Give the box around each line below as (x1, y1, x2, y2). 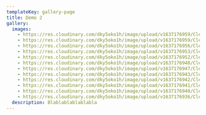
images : (12, 26, 32, 32)
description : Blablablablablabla (12, 99, 97, 105)
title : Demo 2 (6, 15, 43, 21)
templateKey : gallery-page (6, 9, 75, 15)
